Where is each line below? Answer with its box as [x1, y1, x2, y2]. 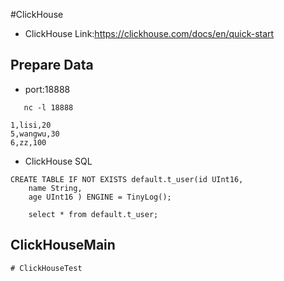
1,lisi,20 [10, 120, 52, 130]
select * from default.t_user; [28, 209, 159, 219]
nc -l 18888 [23, 102, 74, 113]
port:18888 [24, 83, 71, 95]
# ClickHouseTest [10, 263, 83, 273]
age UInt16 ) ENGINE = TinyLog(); [28, 192, 172, 202]
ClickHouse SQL [24, 155, 93, 167]
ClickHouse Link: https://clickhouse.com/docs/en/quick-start [24, 28, 275, 39]
